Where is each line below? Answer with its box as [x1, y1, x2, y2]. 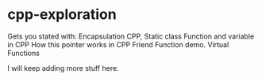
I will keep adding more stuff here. [7, 63, 120, 72]
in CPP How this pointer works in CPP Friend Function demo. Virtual [7, 39, 229, 49]
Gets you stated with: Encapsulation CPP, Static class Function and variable [7, 31, 255, 41]
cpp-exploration [7, 6, 117, 24]
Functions [7, 48, 40, 57]
